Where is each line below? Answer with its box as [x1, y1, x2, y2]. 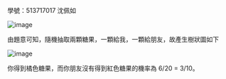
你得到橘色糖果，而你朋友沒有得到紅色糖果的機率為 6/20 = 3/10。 [7, 64, 199, 73]
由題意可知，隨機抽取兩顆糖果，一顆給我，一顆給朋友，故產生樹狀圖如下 [7, 35, 219, 43]
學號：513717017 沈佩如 [7, 6, 77, 14]
